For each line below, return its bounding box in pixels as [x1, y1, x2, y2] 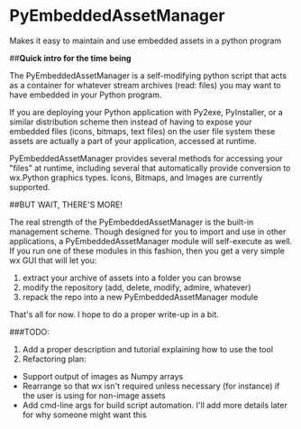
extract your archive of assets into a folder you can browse [22, 272, 242, 283]
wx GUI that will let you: [9, 254, 97, 266]
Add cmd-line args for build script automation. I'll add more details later [22, 399, 288, 410]
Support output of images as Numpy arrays [22, 370, 184, 381]
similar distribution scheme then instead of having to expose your [9, 116, 252, 127]
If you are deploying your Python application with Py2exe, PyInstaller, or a [9, 106, 284, 117]
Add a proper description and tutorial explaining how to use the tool [22, 343, 273, 354]
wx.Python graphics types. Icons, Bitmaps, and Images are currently [9, 172, 263, 183]
